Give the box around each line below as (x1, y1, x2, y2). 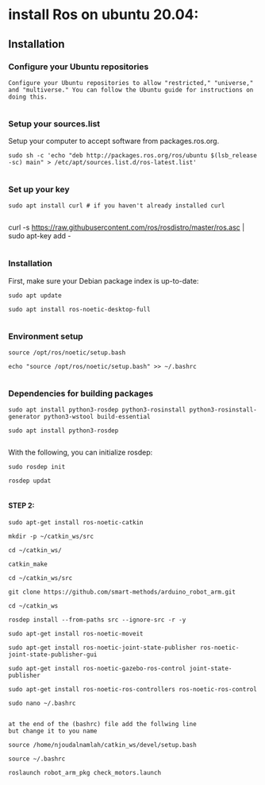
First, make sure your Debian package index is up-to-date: (8, 276, 199, 285)
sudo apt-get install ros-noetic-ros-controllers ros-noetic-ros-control (8, 685, 258, 693)
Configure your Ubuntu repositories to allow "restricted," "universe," (8, 79, 254, 87)
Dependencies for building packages (8, 388, 153, 399)
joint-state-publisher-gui (8, 650, 98, 659)
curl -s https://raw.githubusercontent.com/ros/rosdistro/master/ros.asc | (8, 222, 245, 232)
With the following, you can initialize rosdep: (8, 447, 153, 458)
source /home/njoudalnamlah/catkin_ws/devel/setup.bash (8, 741, 197, 748)
